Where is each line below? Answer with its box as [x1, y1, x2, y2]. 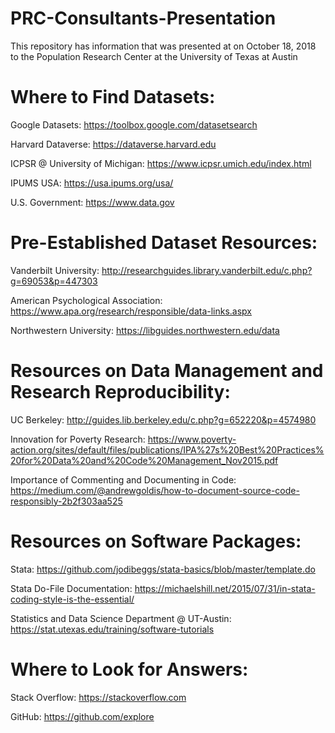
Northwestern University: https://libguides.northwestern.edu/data [10, 324, 280, 336]
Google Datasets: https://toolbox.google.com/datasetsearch [10, 118, 258, 131]
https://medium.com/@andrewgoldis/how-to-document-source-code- [10, 484, 300, 496]
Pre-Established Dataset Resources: [10, 232, 318, 254]
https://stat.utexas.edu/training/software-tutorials [10, 623, 215, 635]
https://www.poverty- [147, 433, 237, 445]
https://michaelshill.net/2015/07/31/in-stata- [134, 582, 316, 594]
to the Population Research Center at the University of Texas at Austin [10, 50, 298, 62]
